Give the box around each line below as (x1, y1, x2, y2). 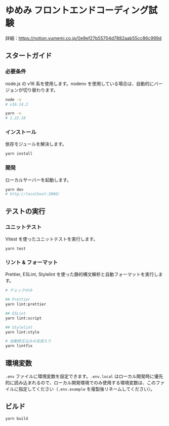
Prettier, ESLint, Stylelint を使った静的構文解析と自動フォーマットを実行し (5, 271, 158, 278)
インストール (5, 129, 36, 136)
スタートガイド (5, 51, 52, 60)
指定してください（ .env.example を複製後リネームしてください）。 (18, 386, 155, 392)
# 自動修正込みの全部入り (5, 339, 52, 344)
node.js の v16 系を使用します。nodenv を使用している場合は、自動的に (5, 80, 154, 86)
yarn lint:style (5, 329, 39, 334)
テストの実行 (5, 207, 46, 216)
